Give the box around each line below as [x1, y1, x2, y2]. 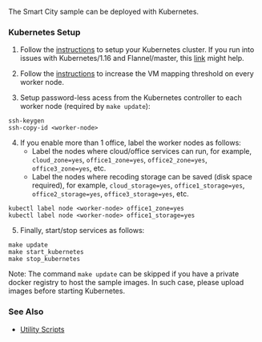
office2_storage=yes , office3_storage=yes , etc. [31, 189, 190, 199]
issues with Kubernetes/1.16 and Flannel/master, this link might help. [19, 54, 244, 63]
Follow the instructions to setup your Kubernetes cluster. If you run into [19, 45, 255, 54]
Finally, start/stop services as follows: [19, 226, 145, 235]
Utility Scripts [19, 324, 65, 334]
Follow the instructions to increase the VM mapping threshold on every [19, 69, 254, 78]
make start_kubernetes [8, 248, 84, 256]
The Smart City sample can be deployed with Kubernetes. [8, 7, 199, 16]
